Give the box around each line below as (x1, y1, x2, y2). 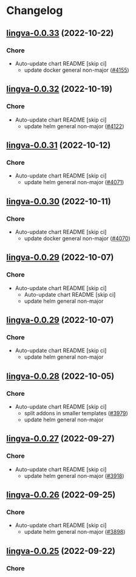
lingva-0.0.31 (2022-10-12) (6, 140, 111, 150)
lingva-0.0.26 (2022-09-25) (6, 490, 116, 500)
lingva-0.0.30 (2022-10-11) (6, 196, 111, 207)
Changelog (6, 4, 63, 18)
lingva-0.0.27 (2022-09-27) (6, 434, 115, 444)
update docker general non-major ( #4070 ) (24, 235, 131, 242)
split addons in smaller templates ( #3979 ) (24, 410, 129, 416)
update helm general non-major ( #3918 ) (24, 472, 124, 479)
